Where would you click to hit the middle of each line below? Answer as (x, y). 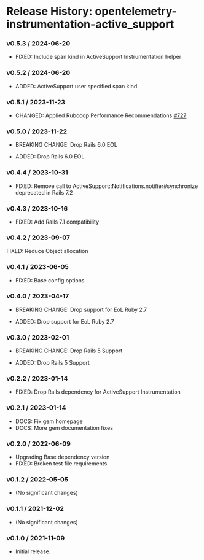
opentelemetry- (136, 11)
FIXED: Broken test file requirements (61, 464)
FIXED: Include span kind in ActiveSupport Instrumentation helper (98, 57)
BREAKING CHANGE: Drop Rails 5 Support (69, 351)
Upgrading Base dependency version (62, 457)
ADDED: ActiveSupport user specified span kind (76, 86)
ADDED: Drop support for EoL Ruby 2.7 (65, 321)
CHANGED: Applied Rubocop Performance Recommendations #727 (101, 115)
